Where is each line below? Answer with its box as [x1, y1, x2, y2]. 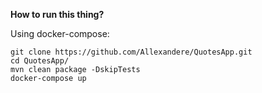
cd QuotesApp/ [10, 56, 70, 66]
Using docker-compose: [10, 28, 110, 39]
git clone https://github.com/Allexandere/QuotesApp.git [10, 47, 253, 57]
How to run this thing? [10, 9, 105, 20]
